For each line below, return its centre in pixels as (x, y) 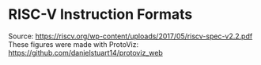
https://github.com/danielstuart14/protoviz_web (86, 52)
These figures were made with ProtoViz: (74, 44)
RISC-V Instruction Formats (100, 14)
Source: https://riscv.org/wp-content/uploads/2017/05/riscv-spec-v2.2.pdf (130, 36)
